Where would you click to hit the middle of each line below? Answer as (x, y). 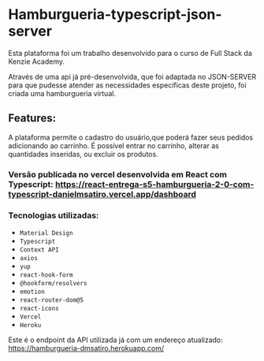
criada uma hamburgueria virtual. (62, 93)
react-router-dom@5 (52, 300)
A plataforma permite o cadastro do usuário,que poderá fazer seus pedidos (131, 137)
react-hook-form (46, 275)
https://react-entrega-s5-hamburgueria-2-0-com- (154, 184)
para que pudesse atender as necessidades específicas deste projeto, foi (127, 85)
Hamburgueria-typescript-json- (115, 15)
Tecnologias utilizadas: (54, 215)
